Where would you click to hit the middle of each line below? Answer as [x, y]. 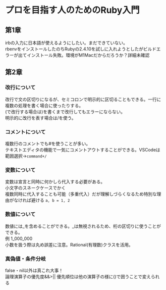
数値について [20, 214]
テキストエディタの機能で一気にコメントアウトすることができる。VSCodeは [83, 149]
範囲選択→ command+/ [26, 156]
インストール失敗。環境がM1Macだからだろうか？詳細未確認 [88, 55]
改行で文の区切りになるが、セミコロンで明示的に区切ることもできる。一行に [83, 99]
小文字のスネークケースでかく [35, 188]
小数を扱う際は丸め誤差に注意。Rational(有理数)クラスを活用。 [69, 244]
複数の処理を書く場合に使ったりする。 [44, 105]
